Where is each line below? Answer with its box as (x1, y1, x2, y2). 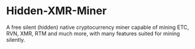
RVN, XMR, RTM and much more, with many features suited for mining (6, 30, 180, 37)
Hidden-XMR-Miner (6, 4, 107, 18)
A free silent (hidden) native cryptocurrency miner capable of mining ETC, (6, 24, 189, 31)
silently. (6, 36, 25, 43)
